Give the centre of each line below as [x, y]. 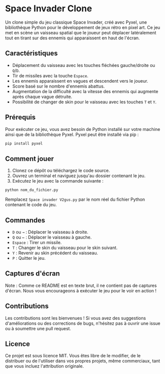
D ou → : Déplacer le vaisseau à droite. [50, 232]
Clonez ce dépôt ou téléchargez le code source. [61, 171]
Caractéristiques [32, 53]
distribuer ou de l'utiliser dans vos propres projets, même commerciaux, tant [82, 361]
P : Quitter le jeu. [29, 258]
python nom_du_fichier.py [32, 190]
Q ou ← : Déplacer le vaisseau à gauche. [52, 237]
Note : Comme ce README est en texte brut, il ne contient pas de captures [81, 285]
